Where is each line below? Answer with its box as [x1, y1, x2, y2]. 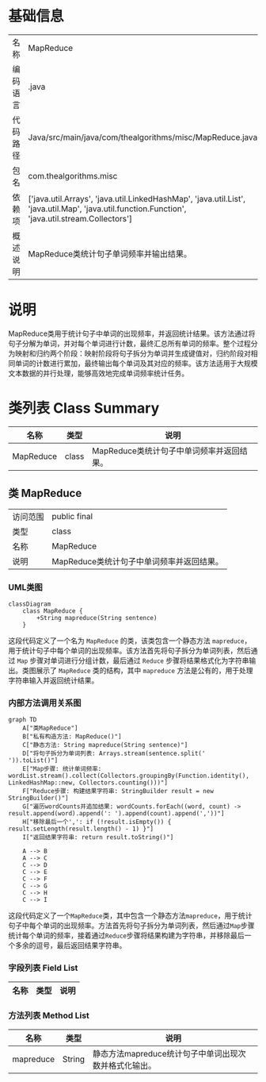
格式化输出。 [108, 1060, 157, 1071]
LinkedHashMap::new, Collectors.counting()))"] [8, 779, 169, 787]
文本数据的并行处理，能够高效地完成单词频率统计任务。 [8, 368, 188, 378]
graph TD [8, 716, 37, 724]
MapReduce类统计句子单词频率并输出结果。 [28, 248, 192, 259]
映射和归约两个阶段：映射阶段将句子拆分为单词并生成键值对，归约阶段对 [14, 348, 251, 358]
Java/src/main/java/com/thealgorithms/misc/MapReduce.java [28, 132, 258, 143]
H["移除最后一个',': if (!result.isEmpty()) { [22, 818, 172, 826]
